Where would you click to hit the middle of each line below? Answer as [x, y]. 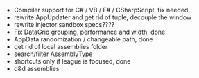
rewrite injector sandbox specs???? [64, 25]
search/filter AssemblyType [53, 54]
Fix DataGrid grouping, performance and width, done [89, 32]
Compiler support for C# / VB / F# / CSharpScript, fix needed [101, 10]
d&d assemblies [36, 69]
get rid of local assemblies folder [61, 47]
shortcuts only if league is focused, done [72, 61]
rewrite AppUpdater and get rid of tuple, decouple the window [103, 17]
